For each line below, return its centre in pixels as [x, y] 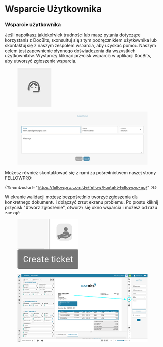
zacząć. [13, 213]
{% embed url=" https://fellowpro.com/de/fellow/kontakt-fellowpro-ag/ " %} [81, 187]
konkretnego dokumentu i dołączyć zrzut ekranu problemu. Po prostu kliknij [82, 202]
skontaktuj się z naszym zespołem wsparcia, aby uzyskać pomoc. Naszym [81, 46]
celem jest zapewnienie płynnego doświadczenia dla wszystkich [70, 51]
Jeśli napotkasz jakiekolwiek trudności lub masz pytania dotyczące [73, 35]
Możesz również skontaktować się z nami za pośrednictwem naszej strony [81, 173]
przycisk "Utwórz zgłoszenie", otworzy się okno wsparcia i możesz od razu [81, 208]
